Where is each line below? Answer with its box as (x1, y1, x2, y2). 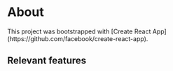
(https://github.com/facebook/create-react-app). (7, 34, 148, 42)
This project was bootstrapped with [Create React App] (7, 27, 167, 35)
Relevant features (7, 55, 87, 67)
